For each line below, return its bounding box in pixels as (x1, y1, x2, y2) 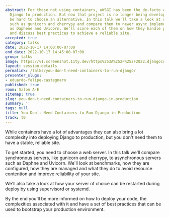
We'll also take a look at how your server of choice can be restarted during (5, 180, 160, 186)
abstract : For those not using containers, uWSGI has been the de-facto (5, 7, 161, 13)
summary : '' (5, 101, 30, 106)
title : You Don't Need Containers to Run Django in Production (5, 110, 141, 116)
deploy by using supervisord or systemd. (5, 186, 90, 192)
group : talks (5, 54, 33, 59)
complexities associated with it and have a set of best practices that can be (5, 201, 161, 207)
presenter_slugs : (5, 73, 42, 78)
